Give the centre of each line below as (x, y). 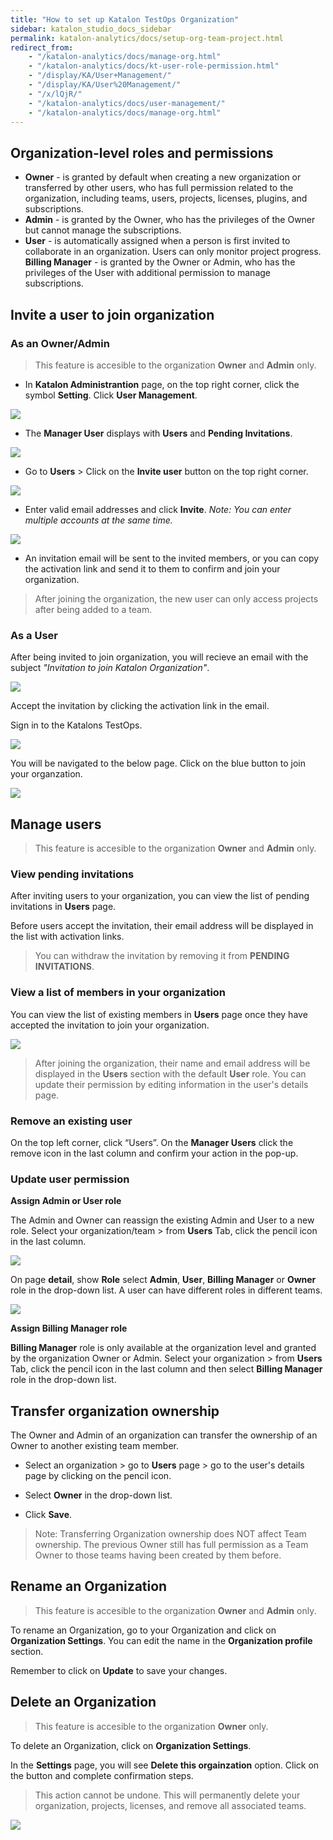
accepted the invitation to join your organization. (110, 1025)
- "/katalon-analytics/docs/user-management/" (127, 103)
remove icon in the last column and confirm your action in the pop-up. (154, 1153)
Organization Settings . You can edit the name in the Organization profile (161, 1640)
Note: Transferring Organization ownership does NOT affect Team (170, 1533)
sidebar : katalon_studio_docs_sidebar (91, 29)
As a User (34, 635)
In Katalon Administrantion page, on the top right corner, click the (162, 384)
